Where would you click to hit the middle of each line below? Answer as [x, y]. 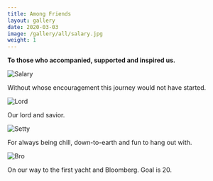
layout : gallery [31, 21]
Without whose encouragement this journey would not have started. [107, 88]
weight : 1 [22, 40]
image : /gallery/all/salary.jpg [55, 34]
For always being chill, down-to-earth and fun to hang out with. [100, 143]
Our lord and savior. [36, 115]
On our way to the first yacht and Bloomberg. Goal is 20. [90, 170]
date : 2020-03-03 [33, 27]
